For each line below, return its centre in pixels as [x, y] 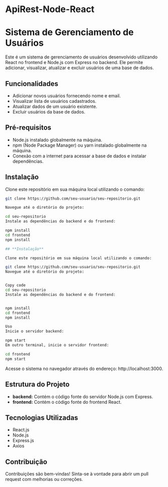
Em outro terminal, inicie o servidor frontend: [57, 345]
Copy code [16, 285]
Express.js [23, 441]
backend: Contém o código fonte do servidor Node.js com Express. [83, 396]
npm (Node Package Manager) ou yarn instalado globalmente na [79, 145]
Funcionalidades [32, 83]
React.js [21, 430]
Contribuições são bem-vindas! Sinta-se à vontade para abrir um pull [77, 474]
